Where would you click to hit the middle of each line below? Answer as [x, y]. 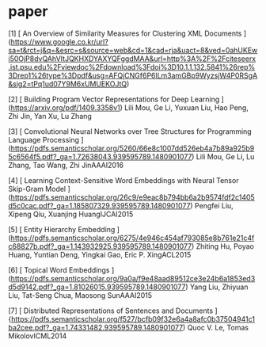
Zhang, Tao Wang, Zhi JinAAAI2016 [66, 165]
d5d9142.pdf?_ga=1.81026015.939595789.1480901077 [97, 287]
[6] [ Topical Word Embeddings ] [61, 270]
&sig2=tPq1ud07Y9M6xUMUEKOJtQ [68, 84]
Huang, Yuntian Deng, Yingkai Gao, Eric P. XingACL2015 [100, 254]
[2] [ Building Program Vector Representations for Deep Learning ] [116, 99]
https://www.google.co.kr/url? [59, 41]
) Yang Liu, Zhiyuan [217, 287]
